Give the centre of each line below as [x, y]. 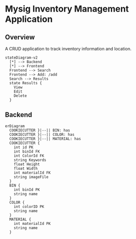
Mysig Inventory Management [67, 9]
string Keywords [30, 160]
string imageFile [31, 177]
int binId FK [27, 151]
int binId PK [27, 190]
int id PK [24, 147]
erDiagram [15, 126]
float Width [26, 168]
